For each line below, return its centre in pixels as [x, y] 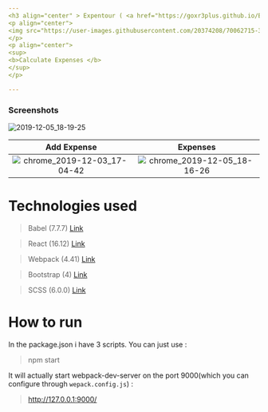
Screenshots [33, 110]
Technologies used [73, 206]
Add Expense [71, 147]
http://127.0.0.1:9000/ [62, 399]
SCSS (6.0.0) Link [57, 290]
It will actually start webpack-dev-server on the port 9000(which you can [129, 375]
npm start [43, 359]
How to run [45, 322]
